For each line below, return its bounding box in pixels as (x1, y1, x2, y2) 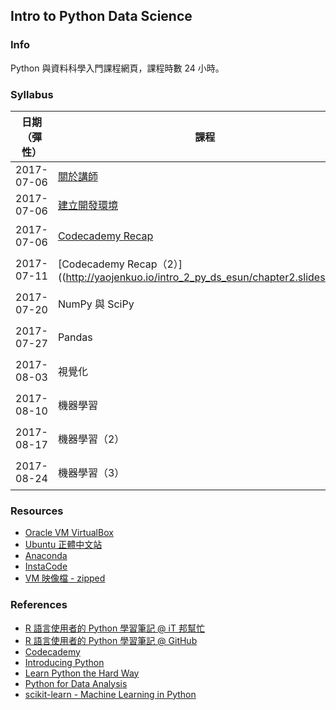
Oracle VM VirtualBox (24, 527, 114, 539)
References (10, 598, 68, 612)
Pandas (57, 330, 93, 344)
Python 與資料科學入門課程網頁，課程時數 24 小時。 (10, 62, 225, 74)
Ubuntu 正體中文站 (24, 539, 103, 551)
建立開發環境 (57, 198, 118, 212)
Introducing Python (24, 656, 105, 668)
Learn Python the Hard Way (24, 667, 140, 679)
